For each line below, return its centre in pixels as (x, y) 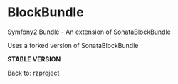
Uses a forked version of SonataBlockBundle (73, 45)
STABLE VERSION (34, 59)
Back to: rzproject (33, 73)
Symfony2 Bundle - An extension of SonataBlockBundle (89, 32)
